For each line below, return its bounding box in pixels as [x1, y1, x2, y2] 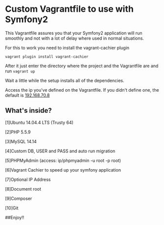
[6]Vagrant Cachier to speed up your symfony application [5, 167, 121, 173]
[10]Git [5, 205, 19, 211]
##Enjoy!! [5, 214, 24, 220]
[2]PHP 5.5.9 [5, 129, 31, 135]
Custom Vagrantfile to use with [5, 3, 134, 15]
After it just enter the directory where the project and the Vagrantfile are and [5, 63, 159, 69]
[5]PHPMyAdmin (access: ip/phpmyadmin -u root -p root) [5, 157, 121, 163]
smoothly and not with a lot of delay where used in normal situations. [5, 35, 144, 41]
